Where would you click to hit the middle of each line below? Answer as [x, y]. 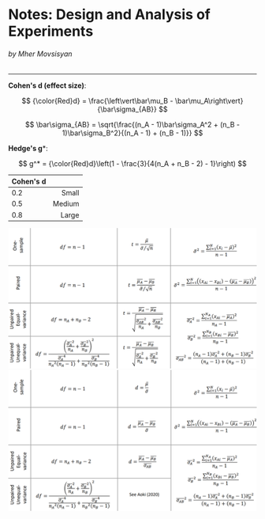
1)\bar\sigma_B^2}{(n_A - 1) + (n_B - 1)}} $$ [132, 133]
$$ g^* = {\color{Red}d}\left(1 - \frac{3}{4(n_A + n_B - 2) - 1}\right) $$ [132, 164]
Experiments [51, 31]
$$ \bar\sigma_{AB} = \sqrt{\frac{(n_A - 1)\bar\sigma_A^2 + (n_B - [132, 125]
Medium [66, 204]
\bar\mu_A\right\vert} [209, 101]
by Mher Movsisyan [40, 54]
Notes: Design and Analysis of [109, 15]
